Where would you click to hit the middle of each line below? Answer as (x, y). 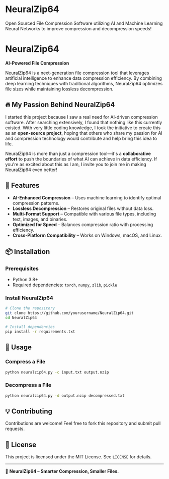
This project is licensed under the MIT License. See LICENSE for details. (78, 457)
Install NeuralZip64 (29, 298)
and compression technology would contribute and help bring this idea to (81, 138)
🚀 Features (22, 185)
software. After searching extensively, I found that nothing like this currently (84, 122)
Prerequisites (22, 269)
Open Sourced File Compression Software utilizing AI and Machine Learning (84, 23)
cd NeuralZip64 (21, 318)
